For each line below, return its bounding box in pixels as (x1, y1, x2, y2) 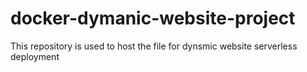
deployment (10, 50, 60, 62)
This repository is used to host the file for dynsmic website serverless (10, 40, 298, 52)
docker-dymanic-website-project (10, 7, 296, 30)
